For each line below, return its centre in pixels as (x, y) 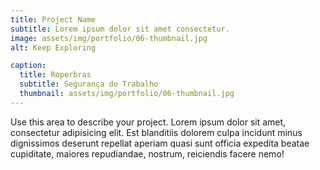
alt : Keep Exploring (53, 47)
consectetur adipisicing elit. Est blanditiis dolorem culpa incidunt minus (156, 132)
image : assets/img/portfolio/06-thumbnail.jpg (109, 38)
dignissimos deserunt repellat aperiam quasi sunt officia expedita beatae (160, 143)
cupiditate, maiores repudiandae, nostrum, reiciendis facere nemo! (147, 153)
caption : (28, 66)
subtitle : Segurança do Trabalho (89, 84)
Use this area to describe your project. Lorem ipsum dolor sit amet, (148, 122)
